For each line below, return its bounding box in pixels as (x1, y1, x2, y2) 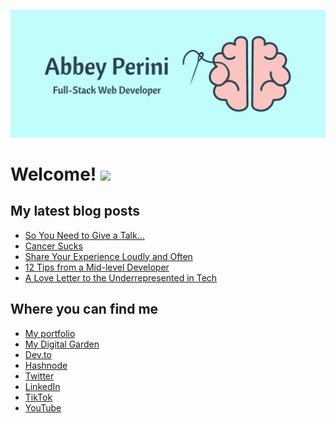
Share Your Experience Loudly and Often (24, 250, 193, 262)
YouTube (24, 401, 62, 414)
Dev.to (24, 348, 52, 360)
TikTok (24, 391, 53, 403)
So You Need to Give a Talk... (24, 229, 145, 241)
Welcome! (10, 163, 97, 185)
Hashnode (24, 359, 68, 371)
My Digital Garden (24, 338, 100, 350)
